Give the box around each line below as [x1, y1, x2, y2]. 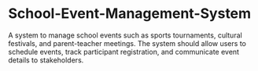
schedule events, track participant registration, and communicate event [8, 47, 240, 56]
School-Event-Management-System [8, 5, 252, 23]
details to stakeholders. [8, 55, 84, 65]
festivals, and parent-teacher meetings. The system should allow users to [8, 38, 246, 48]
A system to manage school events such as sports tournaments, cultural [8, 30, 242, 40]
